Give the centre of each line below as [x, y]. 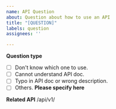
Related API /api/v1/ [31, 99]
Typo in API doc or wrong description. [61, 81]
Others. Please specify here [50, 88]
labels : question [28, 28]
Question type [24, 56]
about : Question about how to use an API [58, 17]
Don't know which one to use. [51, 68]
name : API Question [30, 12]
